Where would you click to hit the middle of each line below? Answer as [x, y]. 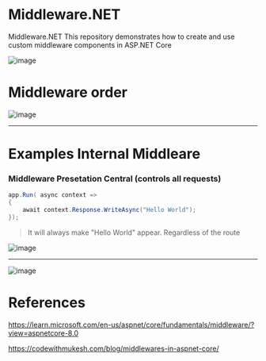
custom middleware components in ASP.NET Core [90, 44]
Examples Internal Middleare [104, 154]
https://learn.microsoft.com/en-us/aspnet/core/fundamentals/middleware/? [131, 325]
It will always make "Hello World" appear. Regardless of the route [134, 232]
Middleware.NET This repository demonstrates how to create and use [122, 36]
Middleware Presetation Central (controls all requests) [115, 179]
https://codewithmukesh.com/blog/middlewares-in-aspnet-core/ [114, 348]
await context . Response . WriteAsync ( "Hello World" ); [109, 210]
